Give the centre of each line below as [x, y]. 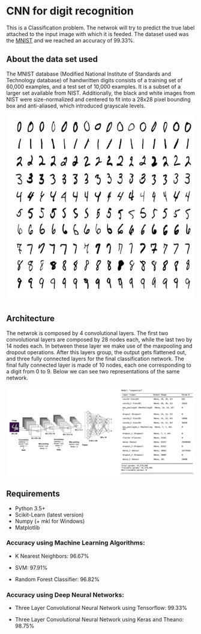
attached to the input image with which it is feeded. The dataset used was [97, 34]
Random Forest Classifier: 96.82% [57, 579]
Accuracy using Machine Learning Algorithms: [76, 543]
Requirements [33, 494]
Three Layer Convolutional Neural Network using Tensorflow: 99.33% [101, 608]
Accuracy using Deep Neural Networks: [65, 594]
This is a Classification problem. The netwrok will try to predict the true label [100, 28]
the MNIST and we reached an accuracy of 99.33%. [70, 40]
